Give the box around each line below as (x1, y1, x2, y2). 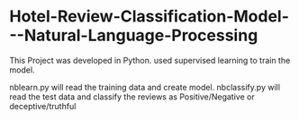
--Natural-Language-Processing (9, 25, 258, 46)
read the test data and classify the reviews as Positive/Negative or (9, 91, 255, 102)
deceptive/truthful (9, 100, 77, 111)
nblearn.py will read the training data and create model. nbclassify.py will (9, 81, 281, 92)
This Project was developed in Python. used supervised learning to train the (9, 55, 291, 65)
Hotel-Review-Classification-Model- (9, 6, 290, 27)
